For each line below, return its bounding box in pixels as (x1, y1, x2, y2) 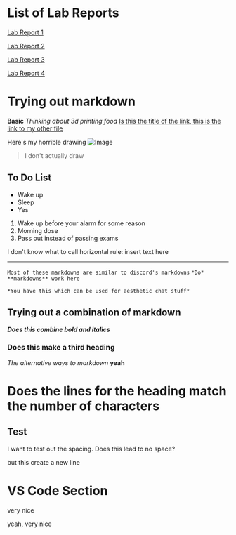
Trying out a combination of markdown (7, 307, 181, 319)
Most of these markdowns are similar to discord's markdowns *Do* (7, 269, 204, 276)
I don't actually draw (24, 151, 84, 159)
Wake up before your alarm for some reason (17, 219, 146, 227)
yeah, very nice (7, 520, 52, 528)
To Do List (7, 172, 52, 184)
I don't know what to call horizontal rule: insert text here (7, 247, 169, 256)
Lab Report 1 (7, 28, 44, 37)
